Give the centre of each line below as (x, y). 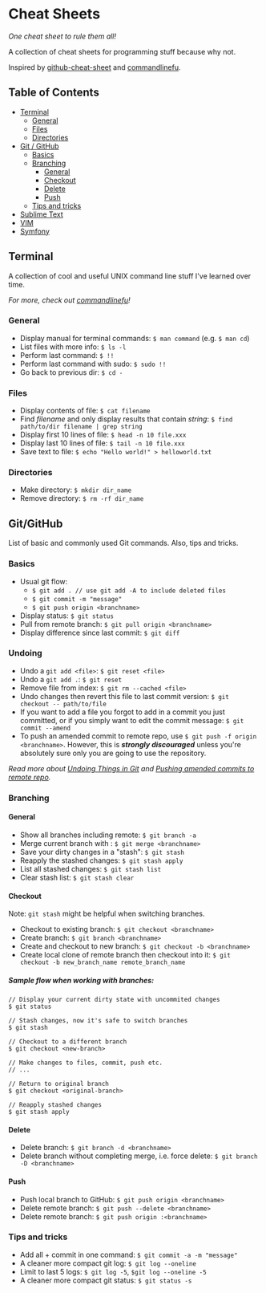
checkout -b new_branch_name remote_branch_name (103, 963)
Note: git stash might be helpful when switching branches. (107, 914)
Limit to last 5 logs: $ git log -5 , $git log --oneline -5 (113, 1271)
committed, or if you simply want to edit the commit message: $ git (132, 720)
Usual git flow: (44, 581)
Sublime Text (42, 214)
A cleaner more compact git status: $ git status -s (106, 1280)
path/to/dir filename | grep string (81, 427)
